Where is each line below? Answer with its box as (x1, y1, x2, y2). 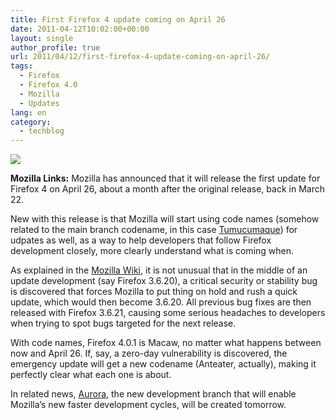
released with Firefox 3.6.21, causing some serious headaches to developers (10, 307, 326, 319)
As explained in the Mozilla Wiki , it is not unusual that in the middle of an (10, 264, 308, 276)
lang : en (10, 107, 47, 118)
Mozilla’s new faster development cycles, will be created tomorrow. (10, 399, 287, 411)
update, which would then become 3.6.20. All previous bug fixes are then (10, 296, 312, 308)
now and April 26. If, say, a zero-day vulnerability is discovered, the (10, 347, 288, 360)
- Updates (19, 98, 60, 108)
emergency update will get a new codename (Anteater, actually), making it (10, 358, 317, 370)
